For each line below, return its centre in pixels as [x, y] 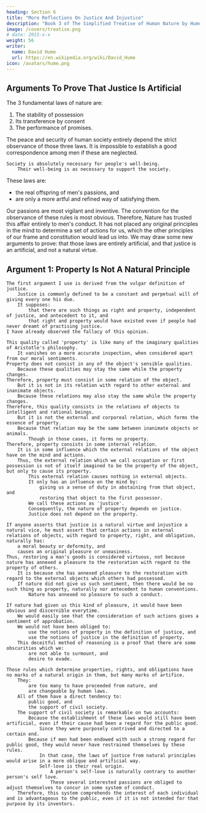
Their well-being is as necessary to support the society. [94, 169]
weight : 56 [20, 40]
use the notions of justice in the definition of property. [107, 638]
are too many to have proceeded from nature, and [93, 686]
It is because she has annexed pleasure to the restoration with [103, 573]
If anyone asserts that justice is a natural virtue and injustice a [97, 525]
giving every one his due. [41, 300]
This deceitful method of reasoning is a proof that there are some [107, 643]
